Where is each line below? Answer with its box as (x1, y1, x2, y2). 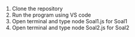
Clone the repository (11, 5, 63, 12)
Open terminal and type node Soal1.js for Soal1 (11, 18, 128, 24)
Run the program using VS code (11, 11, 91, 18)
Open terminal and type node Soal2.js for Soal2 (11, 24, 130, 31)
